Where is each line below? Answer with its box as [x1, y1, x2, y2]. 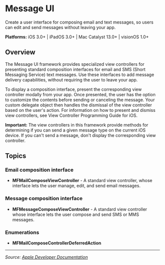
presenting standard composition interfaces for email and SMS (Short [5, 66, 146, 72]
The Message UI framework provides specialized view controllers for [5, 61, 145, 67]
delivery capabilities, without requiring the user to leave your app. [5, 77, 138, 82]
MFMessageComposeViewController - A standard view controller [12, 206, 147, 212]
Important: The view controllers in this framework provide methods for [5, 122, 149, 128]
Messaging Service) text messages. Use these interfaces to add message [5, 72, 155, 78]
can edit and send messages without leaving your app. [5, 24, 116, 30]
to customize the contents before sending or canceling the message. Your [5, 97, 155, 103]
